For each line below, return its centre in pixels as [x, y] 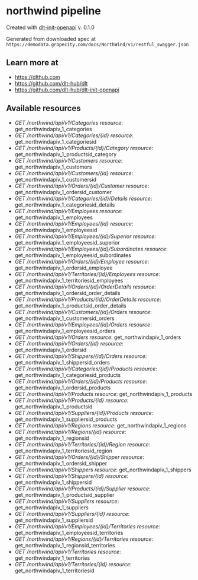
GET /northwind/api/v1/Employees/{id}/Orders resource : [83, 324]
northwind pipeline [54, 11]
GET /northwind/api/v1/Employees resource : [69, 211]
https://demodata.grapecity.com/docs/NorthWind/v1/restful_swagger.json [98, 45]
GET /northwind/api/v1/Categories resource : [69, 122]
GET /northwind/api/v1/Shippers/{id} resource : [72, 476]
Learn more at [32, 63]
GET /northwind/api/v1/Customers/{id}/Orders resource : [83, 312]
